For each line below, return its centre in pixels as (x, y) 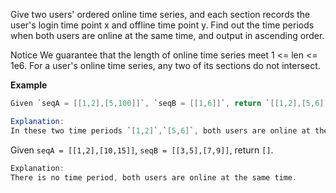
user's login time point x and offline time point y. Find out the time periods (162, 25)
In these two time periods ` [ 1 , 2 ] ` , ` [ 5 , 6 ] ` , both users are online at (160, 130)
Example (29, 85)
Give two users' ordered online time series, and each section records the (160, 14)
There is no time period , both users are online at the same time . (154, 177)
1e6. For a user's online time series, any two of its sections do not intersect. (165, 65)
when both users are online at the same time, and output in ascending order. (167, 35)
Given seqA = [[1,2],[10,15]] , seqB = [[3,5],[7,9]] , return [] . (142, 150)
